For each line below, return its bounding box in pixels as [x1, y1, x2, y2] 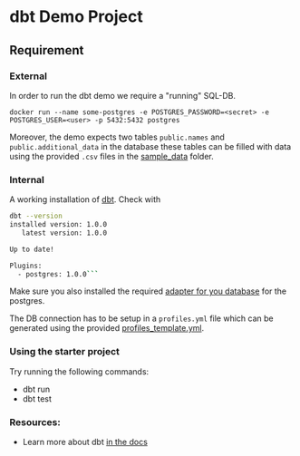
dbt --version [9, 211, 63, 221]
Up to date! [9, 245, 54, 254]
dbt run [22, 383, 51, 394]
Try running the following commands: [9, 365, 150, 377]
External [9, 70, 48, 82]
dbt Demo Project [9, 6, 143, 27]
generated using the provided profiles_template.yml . [9, 323, 205, 334]
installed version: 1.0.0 [9, 220, 107, 229]
